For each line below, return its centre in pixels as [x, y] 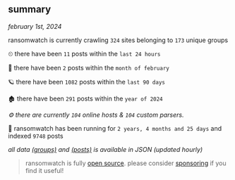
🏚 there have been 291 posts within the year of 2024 [85, 98]
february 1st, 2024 [35, 26]
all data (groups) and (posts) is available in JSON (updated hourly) [106, 149]
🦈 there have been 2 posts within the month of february [89, 67]
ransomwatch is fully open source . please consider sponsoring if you [126, 163]
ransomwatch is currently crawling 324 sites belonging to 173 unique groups [118, 40]
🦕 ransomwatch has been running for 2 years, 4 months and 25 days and [115, 128]
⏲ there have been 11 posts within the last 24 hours [84, 53]
